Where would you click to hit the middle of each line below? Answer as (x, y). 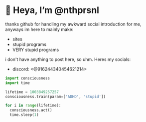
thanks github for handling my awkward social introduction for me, (73, 24)
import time (17, 83)
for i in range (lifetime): (33, 105)
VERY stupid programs (36, 49)
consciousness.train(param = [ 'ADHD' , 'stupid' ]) (56, 96)
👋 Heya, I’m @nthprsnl (52, 10)
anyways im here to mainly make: (39, 29)
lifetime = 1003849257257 (32, 92)
